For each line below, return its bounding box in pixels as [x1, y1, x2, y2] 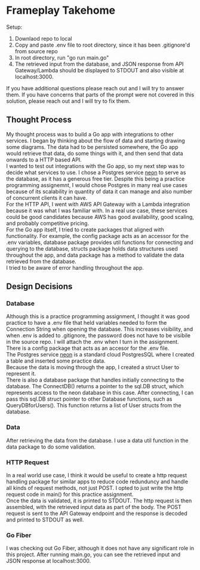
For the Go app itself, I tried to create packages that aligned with [6, 225, 164, 233]
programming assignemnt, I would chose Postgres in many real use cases [6, 181, 188, 188]
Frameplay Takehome [6, 4, 115, 17]
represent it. [6, 370, 36, 377]
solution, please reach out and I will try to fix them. [6, 97, 131, 105]
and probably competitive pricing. [6, 220, 90, 227]
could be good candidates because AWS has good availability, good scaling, [6, 213, 194, 220]
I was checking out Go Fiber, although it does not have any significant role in [6, 545, 195, 552]
